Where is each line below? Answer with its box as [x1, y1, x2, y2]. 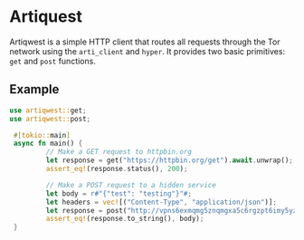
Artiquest [9, 6, 83, 27]
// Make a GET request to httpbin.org [45, 148, 193, 157]
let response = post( [45, 206, 128, 215]
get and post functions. [9, 55, 97, 66]
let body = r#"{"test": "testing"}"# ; [45, 188, 193, 198]
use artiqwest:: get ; [9, 106, 88, 115]
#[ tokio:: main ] [13, 130, 71, 139]
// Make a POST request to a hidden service [45, 180, 217, 189]
